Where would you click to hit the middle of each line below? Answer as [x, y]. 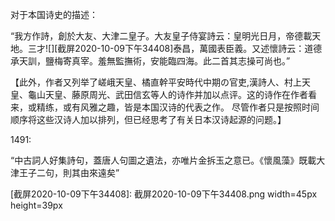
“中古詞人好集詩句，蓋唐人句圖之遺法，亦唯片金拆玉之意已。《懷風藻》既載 [163, 160]
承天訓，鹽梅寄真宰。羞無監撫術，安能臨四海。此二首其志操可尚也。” [150, 61]
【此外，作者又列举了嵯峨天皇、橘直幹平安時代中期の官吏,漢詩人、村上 [156, 82]
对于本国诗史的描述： [54, 14]
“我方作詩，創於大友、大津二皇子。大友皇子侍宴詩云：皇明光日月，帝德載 [161, 36]
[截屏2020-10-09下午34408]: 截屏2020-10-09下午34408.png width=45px [164, 194]
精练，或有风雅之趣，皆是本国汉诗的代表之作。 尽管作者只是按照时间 [178, 107]
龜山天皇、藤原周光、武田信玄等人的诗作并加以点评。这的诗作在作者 [167, 94]
